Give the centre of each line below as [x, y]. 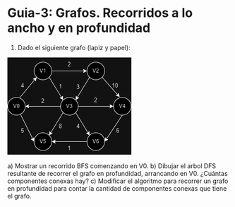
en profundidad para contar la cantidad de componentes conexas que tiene [117, 188]
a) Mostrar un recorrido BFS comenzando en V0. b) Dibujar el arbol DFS [112, 166]
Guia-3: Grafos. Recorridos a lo [100, 13]
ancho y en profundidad [79, 28]
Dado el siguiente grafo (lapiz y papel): [74, 47]
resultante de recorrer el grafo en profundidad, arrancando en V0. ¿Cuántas [117, 173]
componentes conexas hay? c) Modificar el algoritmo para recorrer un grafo [118, 181]
